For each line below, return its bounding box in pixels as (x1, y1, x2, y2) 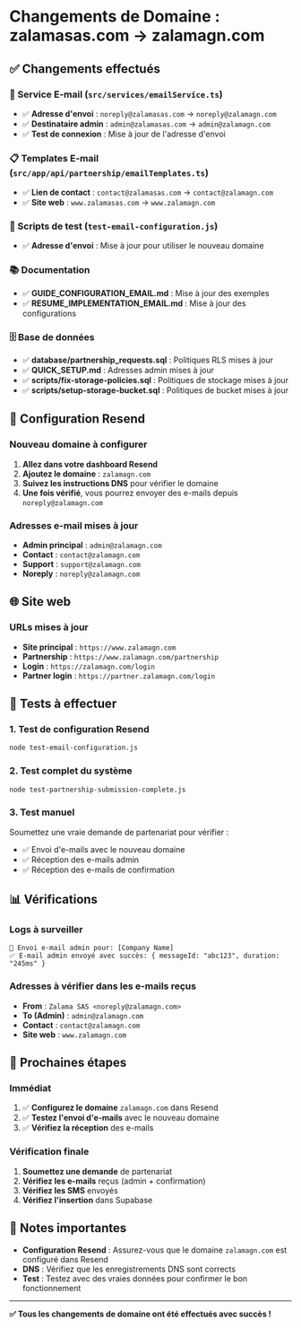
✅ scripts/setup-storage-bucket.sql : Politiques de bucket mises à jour (21, 385, 289, 396)
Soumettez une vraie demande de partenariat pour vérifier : (9, 826, 229, 837)
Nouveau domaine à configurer (9, 438, 148, 450)
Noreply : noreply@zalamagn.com (21, 568, 141, 580)
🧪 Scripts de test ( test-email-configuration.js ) (9, 220, 219, 232)
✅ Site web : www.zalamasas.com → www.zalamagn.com (21, 197, 216, 208)
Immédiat (9, 1082, 52, 1095)
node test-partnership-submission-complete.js (9, 785, 186, 794)
